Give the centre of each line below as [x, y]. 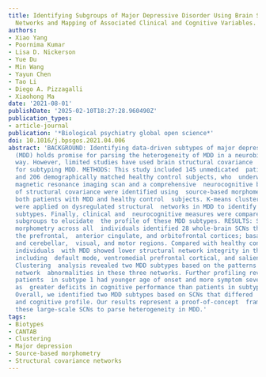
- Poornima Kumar [37, 45]
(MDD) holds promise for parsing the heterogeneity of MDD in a [123, 155]
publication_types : [40, 119]
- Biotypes [26, 324]
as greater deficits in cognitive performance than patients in [125, 288]
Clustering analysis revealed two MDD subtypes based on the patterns [136, 266]
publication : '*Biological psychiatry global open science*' [111, 133]
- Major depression [40, 346]
